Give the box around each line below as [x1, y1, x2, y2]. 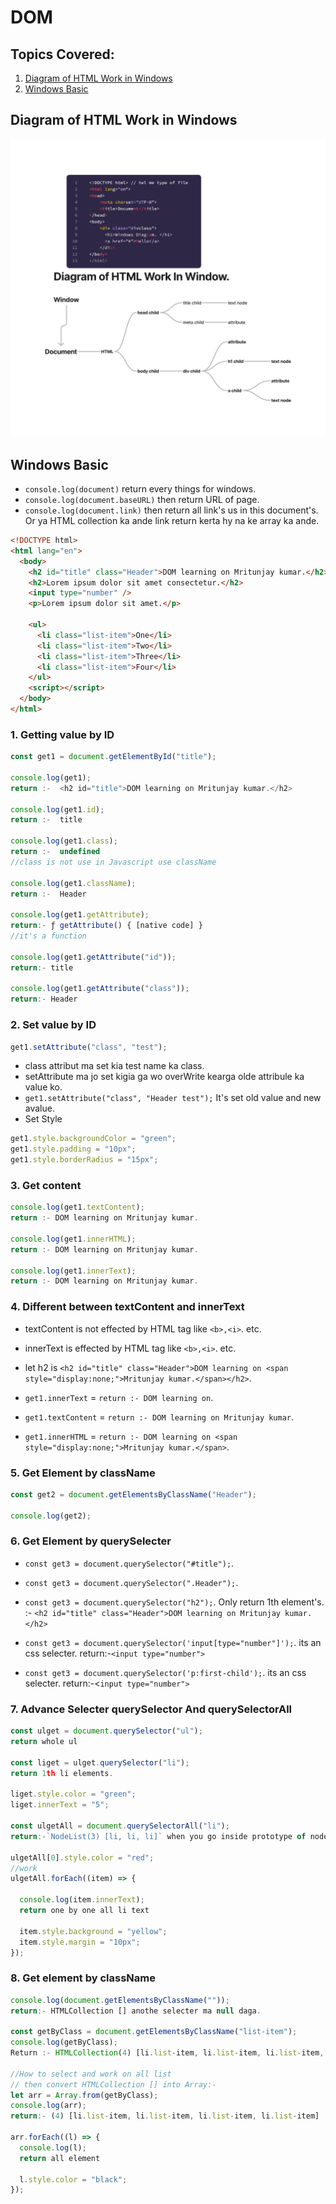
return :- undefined [10, 847, 101, 857]
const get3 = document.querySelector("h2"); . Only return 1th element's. [24, 1596, 325, 1608]
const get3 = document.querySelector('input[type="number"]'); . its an [24, 1636, 322, 1648]
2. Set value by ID [10, 1018, 97, 1032]
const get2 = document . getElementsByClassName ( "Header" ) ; [10, 1489, 257, 1500]
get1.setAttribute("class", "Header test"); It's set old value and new [24, 1092, 322, 1104]
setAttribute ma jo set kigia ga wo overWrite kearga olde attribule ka [24, 1071, 305, 1083]
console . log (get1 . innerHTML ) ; [10, 1234, 137, 1244]
